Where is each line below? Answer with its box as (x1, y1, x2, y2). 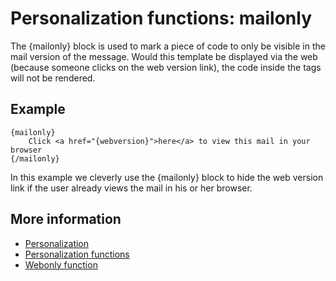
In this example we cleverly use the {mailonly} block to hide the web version (10, 171, 324, 183)
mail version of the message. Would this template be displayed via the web (10, 50, 318, 62)
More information (10, 211, 122, 228)
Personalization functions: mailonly (10, 7, 312, 30)
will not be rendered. (10, 72, 96, 84)
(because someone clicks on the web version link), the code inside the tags (10, 61, 322, 73)
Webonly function (24, 258, 98, 271)
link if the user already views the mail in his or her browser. (10, 182, 253, 194)
